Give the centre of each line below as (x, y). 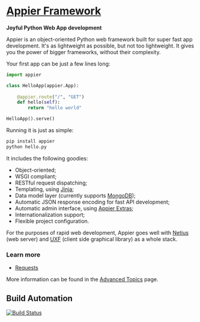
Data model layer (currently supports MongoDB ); (75, 195)
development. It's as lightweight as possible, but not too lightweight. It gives (100, 46)
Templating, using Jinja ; (44, 189)
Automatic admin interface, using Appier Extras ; (74, 208)
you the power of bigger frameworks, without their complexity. (83, 52)
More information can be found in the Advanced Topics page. (82, 279)
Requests (26, 268)
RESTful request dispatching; (51, 183)
